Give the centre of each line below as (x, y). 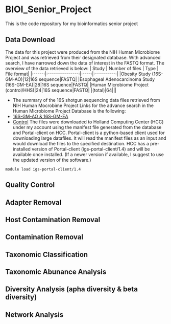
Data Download (30, 40)
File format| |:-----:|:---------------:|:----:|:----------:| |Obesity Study (78, 74)
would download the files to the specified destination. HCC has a (81, 143)
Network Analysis (34, 315)
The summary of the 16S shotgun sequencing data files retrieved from (86, 100)
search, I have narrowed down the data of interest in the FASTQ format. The (85, 63)
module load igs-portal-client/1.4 (43, 169)
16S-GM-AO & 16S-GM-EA (40, 116)
